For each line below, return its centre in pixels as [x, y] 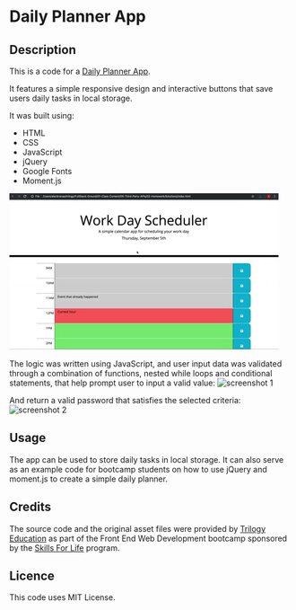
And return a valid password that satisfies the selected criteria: [125, 400]
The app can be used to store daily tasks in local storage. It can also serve [147, 459]
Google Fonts [47, 171]
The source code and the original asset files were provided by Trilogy [138, 528]
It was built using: [42, 115]
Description [43, 50]
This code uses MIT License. [62, 597]
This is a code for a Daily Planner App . [80, 71]
